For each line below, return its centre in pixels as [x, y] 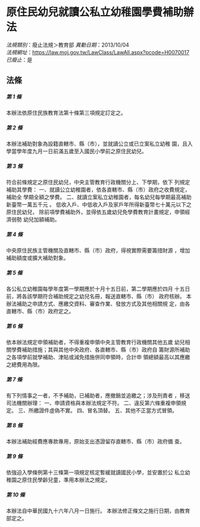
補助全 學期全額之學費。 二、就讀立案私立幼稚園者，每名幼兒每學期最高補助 [99, 197]
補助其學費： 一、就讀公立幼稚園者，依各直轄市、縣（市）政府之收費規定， [98, 190]
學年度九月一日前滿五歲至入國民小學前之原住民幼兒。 [82, 151]
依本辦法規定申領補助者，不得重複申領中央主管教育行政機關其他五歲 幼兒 [96, 342]
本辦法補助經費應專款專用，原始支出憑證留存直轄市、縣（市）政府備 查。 [96, 442]
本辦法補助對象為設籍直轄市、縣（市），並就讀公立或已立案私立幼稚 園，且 [97, 144]
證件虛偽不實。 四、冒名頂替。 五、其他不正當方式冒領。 [108, 411]
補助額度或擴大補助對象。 [37, 258]
